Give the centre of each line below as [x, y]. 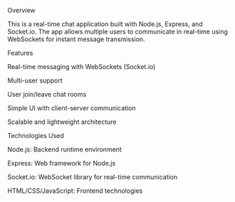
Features [20, 53]
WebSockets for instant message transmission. [76, 39]
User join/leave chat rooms [47, 94]
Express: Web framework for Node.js [62, 163]
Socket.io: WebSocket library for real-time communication [93, 177]
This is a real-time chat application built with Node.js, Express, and [105, 24]
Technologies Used [36, 135]
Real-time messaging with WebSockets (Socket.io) [82, 67]
